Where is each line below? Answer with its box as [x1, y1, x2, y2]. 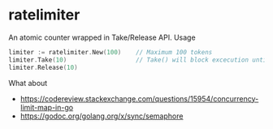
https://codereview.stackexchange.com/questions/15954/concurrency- [19, 93, 259, 103]
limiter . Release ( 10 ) [8, 63, 79, 71]
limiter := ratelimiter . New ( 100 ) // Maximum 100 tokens [8, 48, 213, 56]
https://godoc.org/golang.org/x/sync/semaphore [19, 111, 184, 121]
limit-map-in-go [19, 102, 74, 112]
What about [8, 78, 48, 88]
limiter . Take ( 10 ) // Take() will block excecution [8, 55, 249, 64]
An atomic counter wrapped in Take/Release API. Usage [8, 32, 197, 42]
